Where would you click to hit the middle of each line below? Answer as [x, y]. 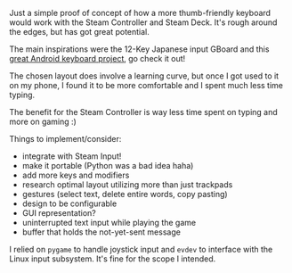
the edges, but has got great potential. [79, 32]
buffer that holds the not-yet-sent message [101, 232]
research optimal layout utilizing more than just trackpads [127, 185]
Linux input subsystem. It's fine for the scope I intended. [113, 259]
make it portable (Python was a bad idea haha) [108, 165]
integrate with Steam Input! [72, 156]
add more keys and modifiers [76, 175]
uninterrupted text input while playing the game [109, 223]
